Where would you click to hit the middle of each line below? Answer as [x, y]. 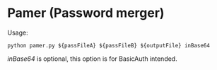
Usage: [18, 33]
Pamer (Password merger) [86, 13]
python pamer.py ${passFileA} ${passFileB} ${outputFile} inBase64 [109, 45]
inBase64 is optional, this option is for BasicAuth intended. [93, 59]
